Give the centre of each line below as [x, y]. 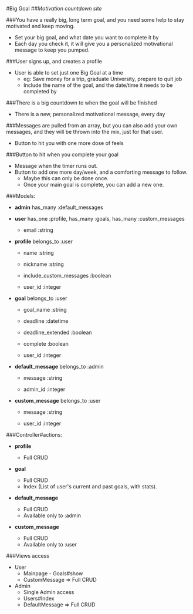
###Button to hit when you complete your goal [62, 154]
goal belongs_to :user [41, 298]
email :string [38, 230]
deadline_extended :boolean [57, 332]
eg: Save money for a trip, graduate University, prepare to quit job [103, 79]
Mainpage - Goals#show [53, 573]
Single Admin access [49, 592]
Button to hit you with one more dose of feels [69, 143]
